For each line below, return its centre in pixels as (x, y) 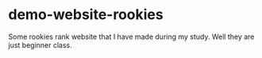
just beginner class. (40, 44)
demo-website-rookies (86, 15)
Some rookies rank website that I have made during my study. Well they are (131, 37)
